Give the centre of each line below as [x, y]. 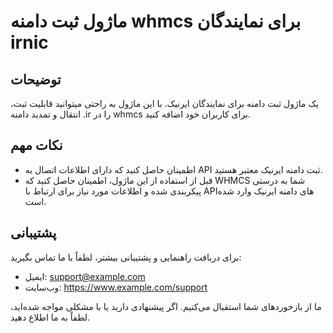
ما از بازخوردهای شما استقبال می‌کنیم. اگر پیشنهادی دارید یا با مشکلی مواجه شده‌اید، [166, 306]
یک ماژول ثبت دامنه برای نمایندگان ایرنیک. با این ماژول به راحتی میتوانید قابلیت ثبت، [164, 103]
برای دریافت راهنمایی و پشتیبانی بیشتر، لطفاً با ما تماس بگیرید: [126, 257]
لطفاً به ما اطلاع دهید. [50, 317]
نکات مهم [36, 145]
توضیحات [36, 79]
